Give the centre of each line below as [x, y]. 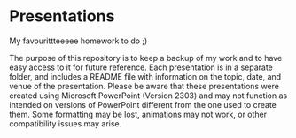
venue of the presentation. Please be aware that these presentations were [144, 86]
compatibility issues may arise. [66, 123]
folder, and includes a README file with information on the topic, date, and [145, 76]
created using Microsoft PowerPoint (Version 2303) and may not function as [148, 96]
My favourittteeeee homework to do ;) [78, 41]
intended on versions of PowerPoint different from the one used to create [143, 104]
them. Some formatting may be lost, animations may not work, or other [138, 114]
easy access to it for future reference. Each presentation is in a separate [141, 67]
